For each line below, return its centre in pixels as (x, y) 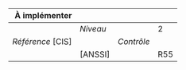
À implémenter (43, 15)
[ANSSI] (95, 54)
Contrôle (134, 41)
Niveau (93, 29)
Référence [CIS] (42, 41)
